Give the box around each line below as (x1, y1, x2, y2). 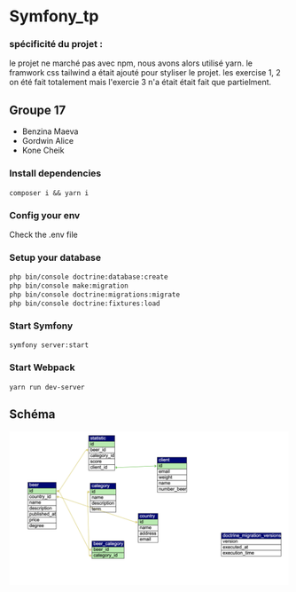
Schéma (9, 407, 56, 422)
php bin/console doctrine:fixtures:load (9, 299, 161, 308)
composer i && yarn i (9, 188, 90, 197)
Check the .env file (9, 229, 78, 240)
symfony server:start (9, 341, 90, 350)
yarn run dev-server (9, 383, 86, 391)
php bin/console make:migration (9, 281, 129, 290)
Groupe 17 (9, 102, 66, 117)
